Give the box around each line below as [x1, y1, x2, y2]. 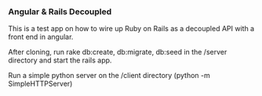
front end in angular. [8, 32, 74, 41]
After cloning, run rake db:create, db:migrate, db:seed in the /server [8, 48, 227, 57]
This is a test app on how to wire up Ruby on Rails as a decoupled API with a [8, 24, 255, 34]
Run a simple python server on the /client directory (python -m [8, 71, 210, 80]
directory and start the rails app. [8, 55, 112, 65]
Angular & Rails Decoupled [8, 6, 112, 17]
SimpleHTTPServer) [8, 79, 73, 88]
